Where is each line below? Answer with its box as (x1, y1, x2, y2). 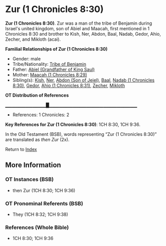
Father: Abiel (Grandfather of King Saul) (12, 66, 95, 72)
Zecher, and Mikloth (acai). (5, 36, 61, 42)
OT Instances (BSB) (5, 176, 54, 183)
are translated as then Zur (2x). (5, 136, 69, 142)
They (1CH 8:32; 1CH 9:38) (12, 211, 68, 217)
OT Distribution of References (5, 92, 69, 98)
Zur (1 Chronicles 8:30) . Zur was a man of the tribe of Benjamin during (5, 20, 152, 26)
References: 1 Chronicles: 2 (12, 112, 69, 118)
